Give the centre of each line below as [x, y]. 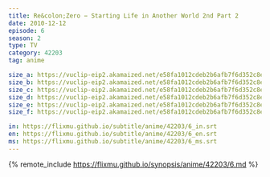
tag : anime [27, 61]
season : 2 [25, 38]
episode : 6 [27, 30]
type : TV [23, 46]
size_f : [21, 112]
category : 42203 [35, 53]
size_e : [21, 105]
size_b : [21, 82]
